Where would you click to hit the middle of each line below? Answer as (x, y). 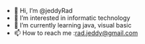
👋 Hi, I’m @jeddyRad (43, 11)
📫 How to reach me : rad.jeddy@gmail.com (76, 33)
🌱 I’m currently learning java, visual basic (72, 25)
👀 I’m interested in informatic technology (72, 18)
